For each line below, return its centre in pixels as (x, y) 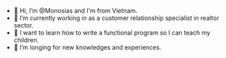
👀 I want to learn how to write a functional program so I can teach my (112, 32)
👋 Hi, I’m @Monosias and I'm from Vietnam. (76, 11)
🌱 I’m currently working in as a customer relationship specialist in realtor (116, 18)
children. (26, 40)
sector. (23, 25)
